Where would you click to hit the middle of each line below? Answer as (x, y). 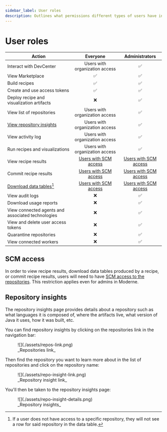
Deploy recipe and (26, 98)
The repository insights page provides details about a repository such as (79, 309)
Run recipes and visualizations (38, 149)
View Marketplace (26, 76)
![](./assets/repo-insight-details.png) (55, 399)
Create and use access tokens (38, 90)
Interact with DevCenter (32, 66)
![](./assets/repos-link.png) (45, 345)
